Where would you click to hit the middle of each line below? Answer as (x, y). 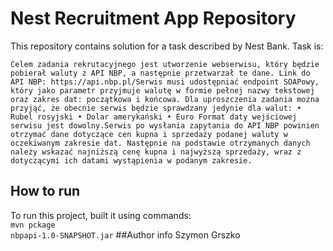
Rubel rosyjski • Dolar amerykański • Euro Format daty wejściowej (154, 117)
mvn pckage (33, 225)
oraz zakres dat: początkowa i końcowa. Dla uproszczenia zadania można (165, 99)
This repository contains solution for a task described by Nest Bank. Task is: (167, 46)
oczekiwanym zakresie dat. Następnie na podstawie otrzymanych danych (160, 143)
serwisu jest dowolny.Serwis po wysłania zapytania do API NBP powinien (165, 125)
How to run (45, 191)
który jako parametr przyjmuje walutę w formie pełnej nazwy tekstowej (162, 90)
